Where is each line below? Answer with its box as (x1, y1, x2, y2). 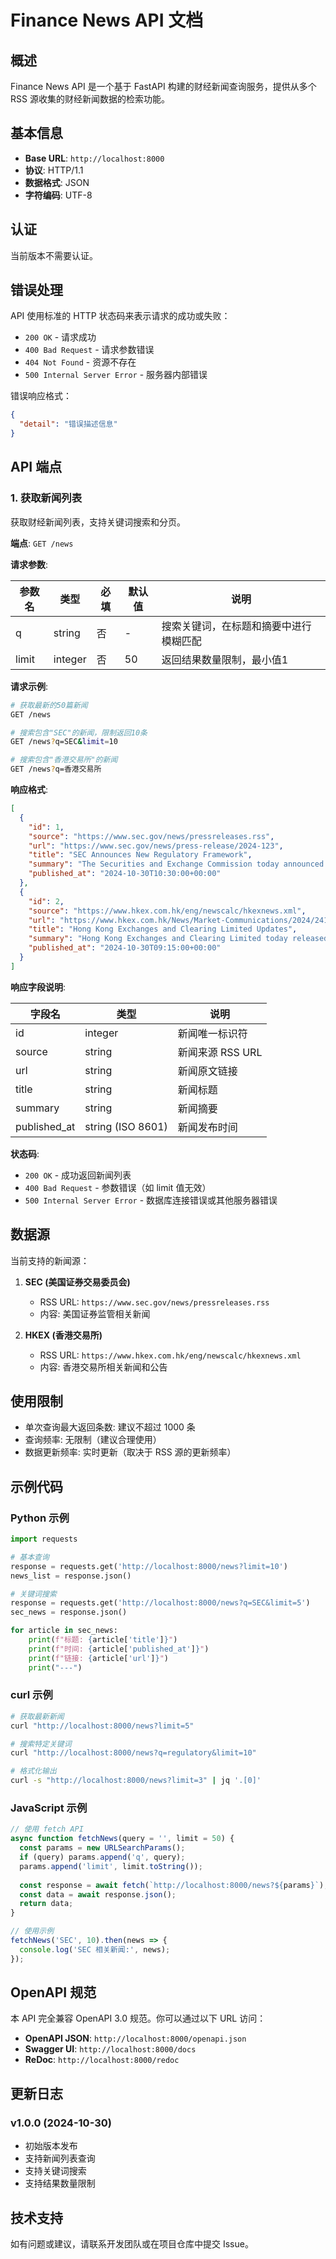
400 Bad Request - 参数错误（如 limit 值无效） (24, 1181, 212, 1193)
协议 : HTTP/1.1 (24, 164, 84, 176)
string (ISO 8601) (84, 1119, 168, 1133)
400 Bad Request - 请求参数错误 (24, 344, 155, 356)
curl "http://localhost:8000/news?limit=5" (10, 1721, 195, 1731)
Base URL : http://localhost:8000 (24, 152, 165, 164)
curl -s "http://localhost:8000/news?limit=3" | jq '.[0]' (10, 1776, 262, 1786)
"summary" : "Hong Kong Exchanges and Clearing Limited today (28, 934, 288, 944)
